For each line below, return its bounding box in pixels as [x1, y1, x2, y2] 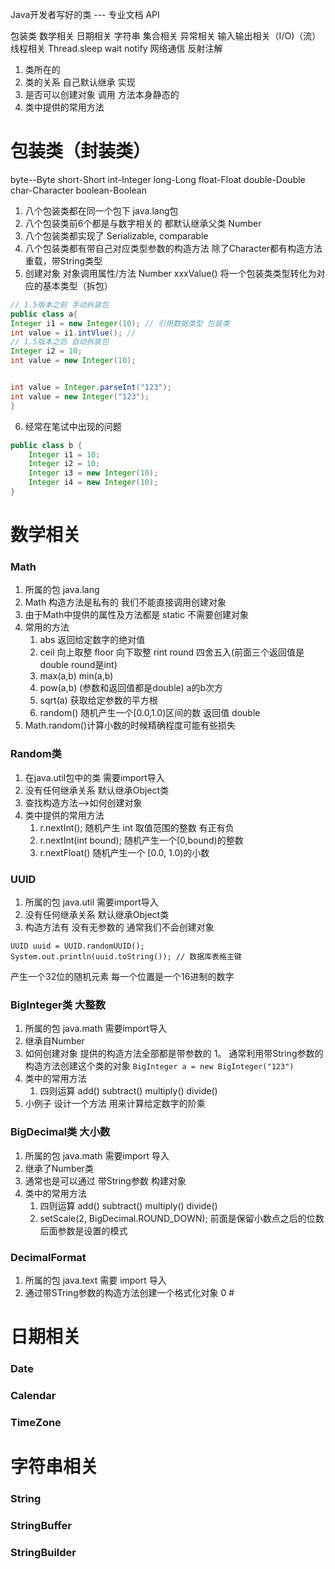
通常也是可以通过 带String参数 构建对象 [24, 1174, 187, 1187]
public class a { [10, 309, 78, 319]
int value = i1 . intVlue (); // [10, 328, 137, 338]
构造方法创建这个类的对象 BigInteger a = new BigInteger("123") [24, 1060, 295, 1072]
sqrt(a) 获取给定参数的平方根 [39, 694, 158, 707]
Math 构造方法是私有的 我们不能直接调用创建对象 [24, 596, 227, 608]
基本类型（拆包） [42, 279, 113, 292]
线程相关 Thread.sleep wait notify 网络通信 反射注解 [10, 43, 223, 54]
